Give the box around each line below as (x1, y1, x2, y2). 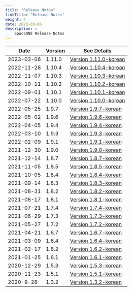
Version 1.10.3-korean (70, 72, 125, 79)
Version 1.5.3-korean (70, 262, 122, 269)
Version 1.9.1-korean (70, 138, 122, 145)
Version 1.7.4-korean (70, 204, 122, 211)
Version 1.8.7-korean (70, 155, 122, 161)
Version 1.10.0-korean (70, 97, 125, 104)
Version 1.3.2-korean (70, 279, 122, 285)
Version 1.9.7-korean (70, 105, 122, 112)
